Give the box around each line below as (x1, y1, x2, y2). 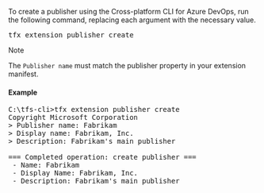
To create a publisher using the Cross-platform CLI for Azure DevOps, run (8, 7, 250, 16)
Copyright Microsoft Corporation (8, 113, 139, 122)
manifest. (8, 69, 39, 79)
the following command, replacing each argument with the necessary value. (8, 15, 256, 25)
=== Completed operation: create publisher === (8, 152, 197, 162)
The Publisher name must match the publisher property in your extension (8, 61, 247, 70)
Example (8, 87, 38, 97)
